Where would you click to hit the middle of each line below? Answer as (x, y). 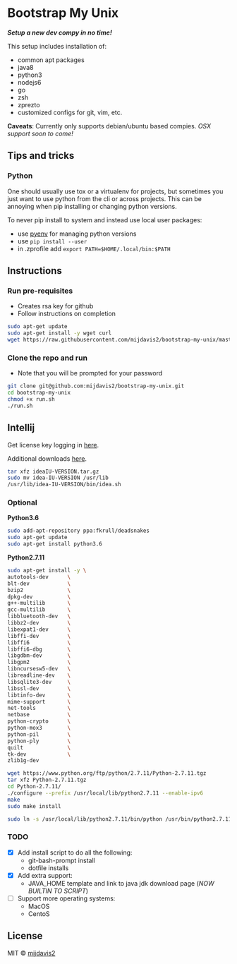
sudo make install (34, 806)
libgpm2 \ (39, 662)
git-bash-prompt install (61, 860)
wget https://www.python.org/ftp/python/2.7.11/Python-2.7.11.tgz (107, 773)
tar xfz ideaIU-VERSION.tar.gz (53, 471)
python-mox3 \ (39, 728)
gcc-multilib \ (39, 610)
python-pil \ (39, 734)
